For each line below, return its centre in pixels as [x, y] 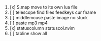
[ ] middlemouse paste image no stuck [49, 18]
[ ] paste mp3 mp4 [29, 23]
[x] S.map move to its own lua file [44, 7]
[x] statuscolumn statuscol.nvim [42, 28]
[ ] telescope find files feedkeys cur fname [53, 12]
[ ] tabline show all [28, 33]
